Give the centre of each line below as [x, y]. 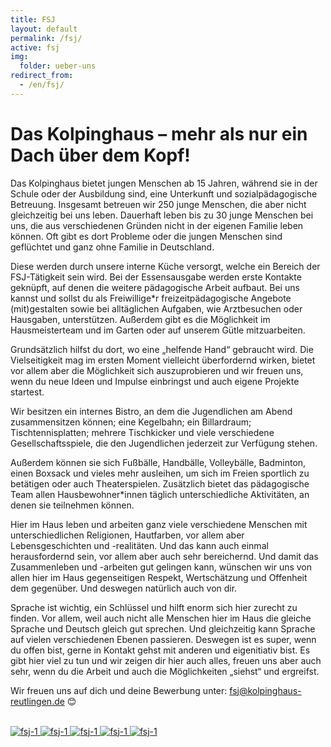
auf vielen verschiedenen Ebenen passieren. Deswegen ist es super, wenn [163, 639]
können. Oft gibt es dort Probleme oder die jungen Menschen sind [146, 236]
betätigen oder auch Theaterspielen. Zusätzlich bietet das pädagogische [160, 483]
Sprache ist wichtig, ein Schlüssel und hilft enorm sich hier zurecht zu [154, 607]
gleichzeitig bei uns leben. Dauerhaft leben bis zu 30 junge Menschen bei [162, 215]
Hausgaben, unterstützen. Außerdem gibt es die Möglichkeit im [140, 319]
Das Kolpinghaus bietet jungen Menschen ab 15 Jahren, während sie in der [164, 183]
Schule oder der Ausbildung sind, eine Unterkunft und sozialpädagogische [164, 193]
